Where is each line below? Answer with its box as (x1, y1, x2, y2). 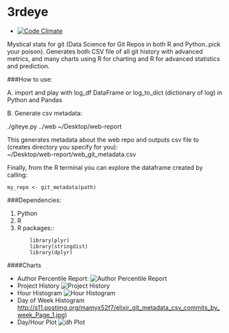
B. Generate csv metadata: (7, 109, 82, 117)
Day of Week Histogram (16, 296, 84, 304)
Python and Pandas (7, 95, 63, 103)
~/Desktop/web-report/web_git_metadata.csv (7, 150, 136, 158)
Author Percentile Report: (16, 274, 89, 282)
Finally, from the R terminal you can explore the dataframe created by (7, 163, 204, 171)
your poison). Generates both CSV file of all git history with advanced (7, 47, 204, 56)
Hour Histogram (16, 288, 63, 297)
